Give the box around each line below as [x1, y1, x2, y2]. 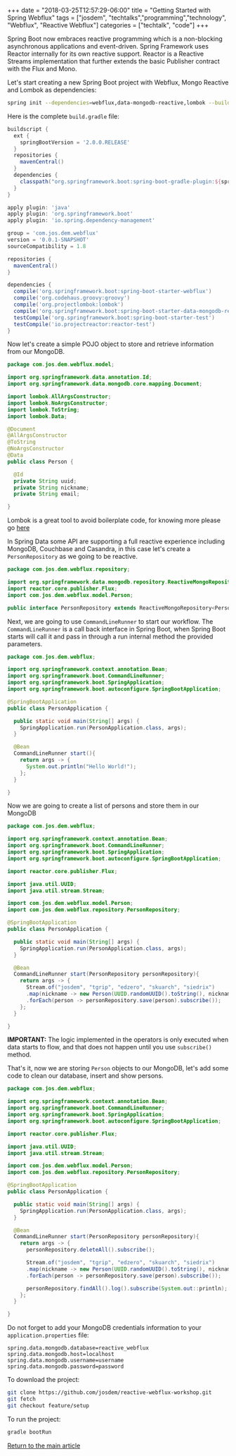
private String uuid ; [13, 477, 77, 485]
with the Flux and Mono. [7, 65, 77, 73]
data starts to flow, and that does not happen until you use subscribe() [7, 1043, 212, 1051]
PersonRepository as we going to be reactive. [7, 553, 138, 561]
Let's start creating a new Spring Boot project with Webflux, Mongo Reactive [7, 78, 229, 87]
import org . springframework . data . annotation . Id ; [7, 374, 152, 381]
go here [7, 524, 30, 532]
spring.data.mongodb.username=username [7, 1357, 124, 1364]
